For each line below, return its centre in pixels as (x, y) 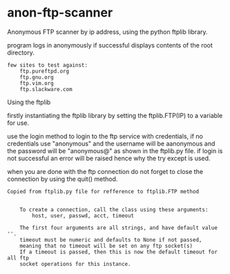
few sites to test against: (48, 65)
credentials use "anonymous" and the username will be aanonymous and (111, 144)
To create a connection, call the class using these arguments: (114, 209)
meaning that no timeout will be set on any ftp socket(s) (106, 246)
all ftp (18, 258)
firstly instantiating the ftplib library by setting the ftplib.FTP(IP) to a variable (115, 115)
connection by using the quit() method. (63, 179)
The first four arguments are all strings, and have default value (118, 228)
